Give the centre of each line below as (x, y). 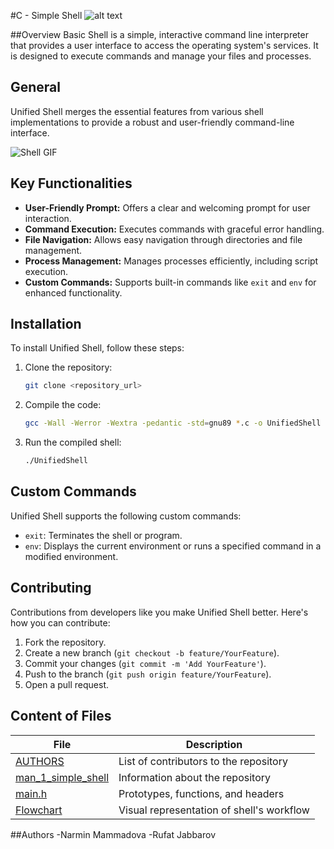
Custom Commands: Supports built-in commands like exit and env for (170, 282)
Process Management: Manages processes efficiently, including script (171, 261)
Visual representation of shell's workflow (214, 810)
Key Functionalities (71, 183)
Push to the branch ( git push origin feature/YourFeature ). (148, 674)
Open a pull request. (67, 684)
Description (214, 744)
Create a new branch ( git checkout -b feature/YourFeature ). (152, 652)
